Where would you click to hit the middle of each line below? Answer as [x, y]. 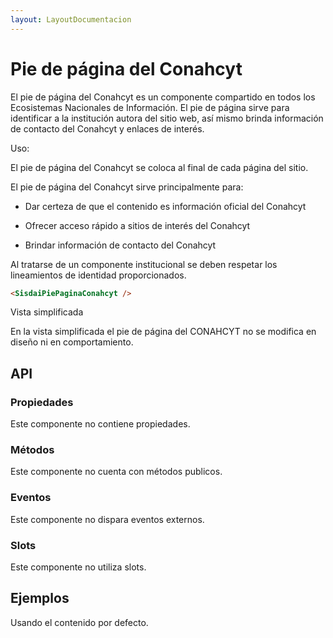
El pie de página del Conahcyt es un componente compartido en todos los [163, 97]
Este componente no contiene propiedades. [100, 424]
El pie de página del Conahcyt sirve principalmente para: [127, 187]
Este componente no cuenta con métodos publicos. [116, 472]
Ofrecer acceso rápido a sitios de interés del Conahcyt [137, 225]
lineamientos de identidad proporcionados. [98, 275]
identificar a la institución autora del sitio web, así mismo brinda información [167, 118]
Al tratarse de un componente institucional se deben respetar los [144, 264]
